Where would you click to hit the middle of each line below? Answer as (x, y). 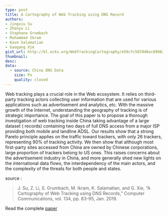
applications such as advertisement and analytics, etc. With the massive (79, 104)
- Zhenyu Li (17, 29)
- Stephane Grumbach (27, 33)
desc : (11, 61)
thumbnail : (16, 56)
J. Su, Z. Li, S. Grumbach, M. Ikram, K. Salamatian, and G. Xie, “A (84, 188)
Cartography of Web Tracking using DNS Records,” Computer (81, 193)
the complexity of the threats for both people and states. (63, 168)
